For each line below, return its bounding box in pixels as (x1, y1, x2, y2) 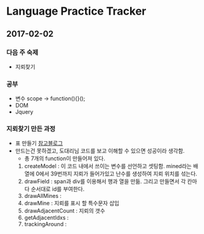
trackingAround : (24, 221, 67, 228)
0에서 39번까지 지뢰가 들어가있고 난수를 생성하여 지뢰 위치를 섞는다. (35, 170, 197, 178)
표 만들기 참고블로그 (15, 139, 63, 147)
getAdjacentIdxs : (24, 214, 69, 221)
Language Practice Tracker (6, 4, 147, 18)
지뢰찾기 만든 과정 (6, 125, 56, 133)
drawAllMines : (24, 192, 62, 200)
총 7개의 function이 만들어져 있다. (24, 155, 106, 163)
